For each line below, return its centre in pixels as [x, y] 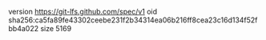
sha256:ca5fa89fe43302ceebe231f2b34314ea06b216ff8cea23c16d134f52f [133, 20]
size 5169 [56, 28]
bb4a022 [23, 28]
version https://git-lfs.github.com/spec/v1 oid [83, 12]
